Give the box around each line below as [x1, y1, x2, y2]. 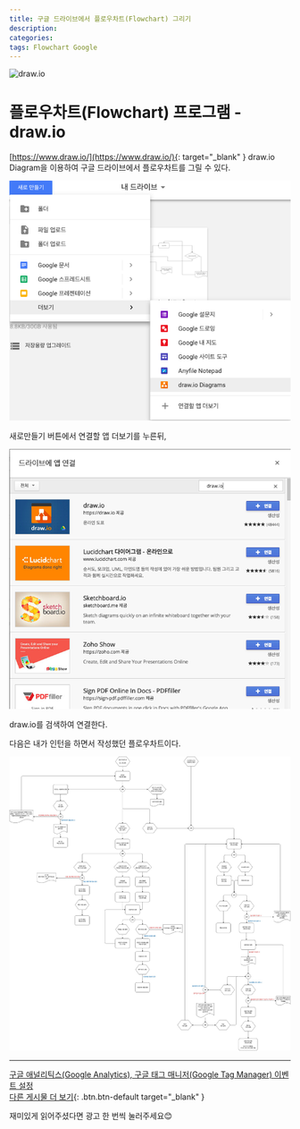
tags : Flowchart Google [9, 43, 98, 52]
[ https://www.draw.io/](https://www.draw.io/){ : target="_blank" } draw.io [9, 152, 275, 163]
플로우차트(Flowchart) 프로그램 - [9, 103, 242, 123]
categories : [9, 33, 54, 42]
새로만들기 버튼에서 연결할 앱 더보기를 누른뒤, [9, 430, 167, 441]
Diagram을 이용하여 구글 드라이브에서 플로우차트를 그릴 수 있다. [9, 162, 231, 174]
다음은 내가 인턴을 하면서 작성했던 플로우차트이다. [9, 738, 181, 749]
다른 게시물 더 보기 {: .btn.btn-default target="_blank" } [9, 1091, 205, 1102]
